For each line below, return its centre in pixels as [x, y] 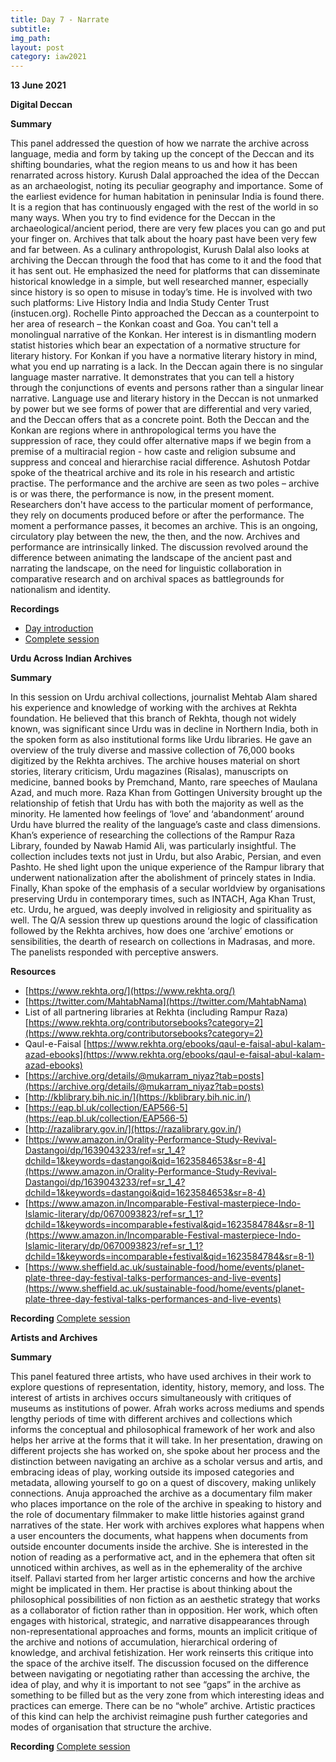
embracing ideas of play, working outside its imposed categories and [152, 1472]
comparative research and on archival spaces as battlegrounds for [147, 579]
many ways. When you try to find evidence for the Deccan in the [143, 218]
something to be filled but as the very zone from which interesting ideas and [167, 1695]
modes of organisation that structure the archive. [111, 1727]
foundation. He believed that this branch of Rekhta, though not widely [153, 718]
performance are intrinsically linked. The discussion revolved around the [159, 547]
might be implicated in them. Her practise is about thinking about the [151, 1589]
